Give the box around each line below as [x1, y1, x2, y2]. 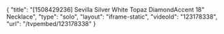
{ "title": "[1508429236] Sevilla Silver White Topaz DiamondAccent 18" [6, 6, 205, 13]
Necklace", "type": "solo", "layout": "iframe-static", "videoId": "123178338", [6, 13, 218, 21]
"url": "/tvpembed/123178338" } [6, 20, 96, 27]
